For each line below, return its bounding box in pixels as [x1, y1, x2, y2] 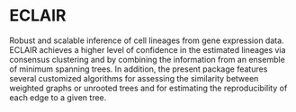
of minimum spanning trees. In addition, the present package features [9, 64, 268, 74]
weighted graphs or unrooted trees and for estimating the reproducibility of [9, 82, 288, 93]
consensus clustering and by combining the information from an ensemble [9, 54, 285, 65]
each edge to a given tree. [9, 91, 107, 103]
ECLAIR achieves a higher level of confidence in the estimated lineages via [9, 44, 286, 55]
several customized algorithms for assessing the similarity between [9, 73, 259, 83]
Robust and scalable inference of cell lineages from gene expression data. [9, 35, 285, 46]
